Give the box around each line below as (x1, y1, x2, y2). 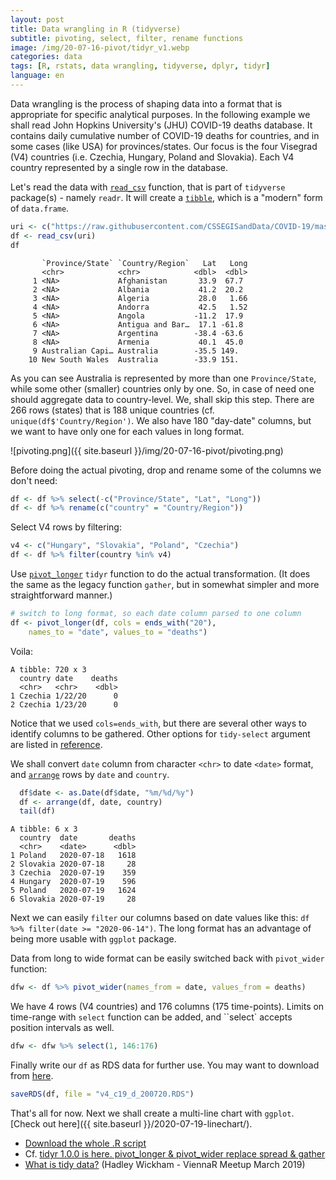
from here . (10, 1070, 54, 1081)
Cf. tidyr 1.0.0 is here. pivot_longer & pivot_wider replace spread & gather (24, 1147, 326, 1160)
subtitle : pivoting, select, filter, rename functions (10, 33, 244, 43)
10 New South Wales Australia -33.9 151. (28, 354, 240, 365)
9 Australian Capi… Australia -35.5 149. (32, 346, 240, 356)
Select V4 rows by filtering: (10, 521, 122, 533)
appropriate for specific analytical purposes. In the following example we (10, 108, 311, 120)
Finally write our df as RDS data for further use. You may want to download (10, 1059, 320, 1071)
